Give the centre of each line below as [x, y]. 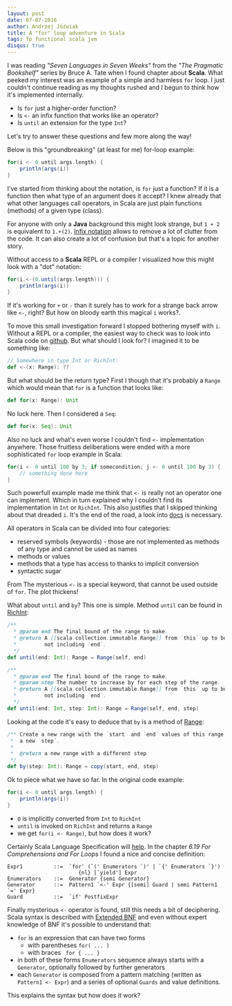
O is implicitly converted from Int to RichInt [79, 818]
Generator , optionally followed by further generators [91, 967]
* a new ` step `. [35, 740]
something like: [29, 348]
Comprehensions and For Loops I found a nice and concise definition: [106, 854]
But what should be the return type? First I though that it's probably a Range [114, 380]
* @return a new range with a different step [78, 754]
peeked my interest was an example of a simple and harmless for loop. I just [116, 80]
